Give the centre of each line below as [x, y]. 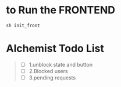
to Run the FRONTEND [61, 10]
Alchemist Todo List [55, 48]
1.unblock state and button [61, 64]
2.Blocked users [48, 71]
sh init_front [23, 26]
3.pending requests [52, 78]
